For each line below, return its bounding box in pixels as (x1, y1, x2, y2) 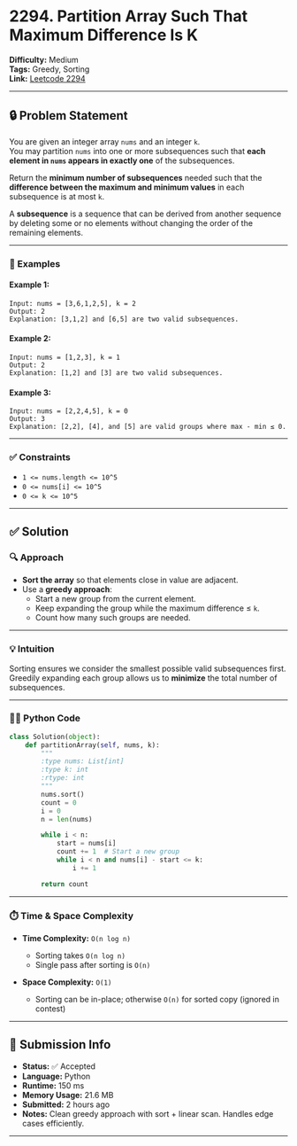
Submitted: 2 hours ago (21, 1099, 110, 1110)
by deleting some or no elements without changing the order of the (9, 217, 254, 228)
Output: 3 (9, 415, 46, 424)
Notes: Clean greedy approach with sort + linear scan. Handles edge (21, 1108, 274, 1119)
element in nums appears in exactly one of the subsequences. (9, 155, 235, 166)
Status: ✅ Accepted (21, 1061, 95, 1072)
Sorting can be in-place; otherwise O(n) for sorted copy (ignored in (34, 994, 280, 1005)
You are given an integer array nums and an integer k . (9, 136, 201, 147)
